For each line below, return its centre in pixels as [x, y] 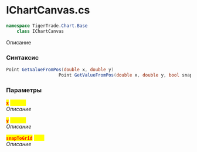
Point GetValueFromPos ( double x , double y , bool [119, 75]
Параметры [24, 90]
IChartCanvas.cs [48, 10]
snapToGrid [19, 139]
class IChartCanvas [40, 31]
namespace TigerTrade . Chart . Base [47, 26]
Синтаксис [23, 57]
